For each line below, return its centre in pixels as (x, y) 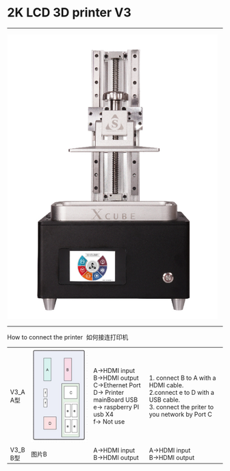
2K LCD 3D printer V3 (69, 13)
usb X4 (104, 414)
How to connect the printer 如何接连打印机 (68, 337)
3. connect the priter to (181, 407)
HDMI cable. (166, 385)
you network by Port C (180, 414)
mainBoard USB (116, 400)
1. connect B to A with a (182, 378)
